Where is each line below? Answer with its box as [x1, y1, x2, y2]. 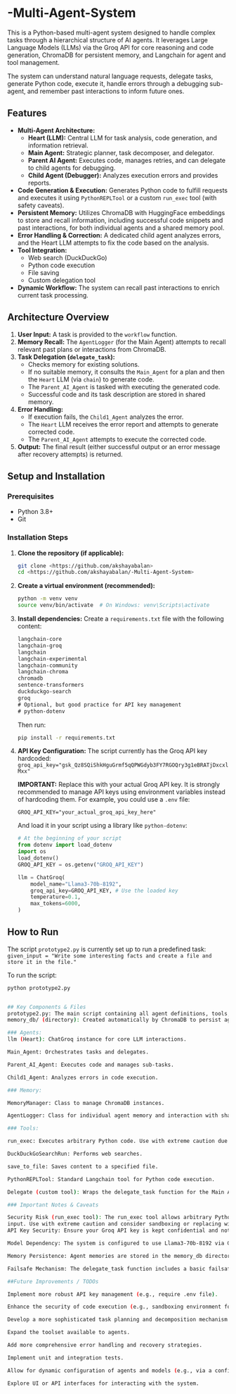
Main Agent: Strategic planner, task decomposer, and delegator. [27, 148, 214, 157]
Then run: [17, 721, 46, 729]
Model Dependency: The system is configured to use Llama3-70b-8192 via [7, 1240, 225, 1247]
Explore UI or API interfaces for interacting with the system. [7, 1380, 199, 1387]
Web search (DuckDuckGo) [27, 253, 107, 262]
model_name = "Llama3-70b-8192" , [30, 880, 122, 888]
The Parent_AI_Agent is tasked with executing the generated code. [27, 382, 221, 391]
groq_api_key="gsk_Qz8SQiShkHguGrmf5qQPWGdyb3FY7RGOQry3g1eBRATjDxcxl [17, 762, 229, 769]
